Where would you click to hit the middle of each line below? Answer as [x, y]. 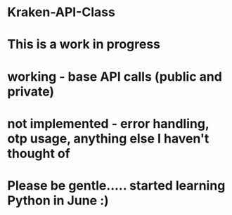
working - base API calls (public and [115, 76]
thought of [39, 154]
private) [31, 91]
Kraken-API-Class [62, 12]
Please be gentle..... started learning [116, 185]
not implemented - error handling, [108, 123]
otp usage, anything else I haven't [108, 138]
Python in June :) [58, 200]
